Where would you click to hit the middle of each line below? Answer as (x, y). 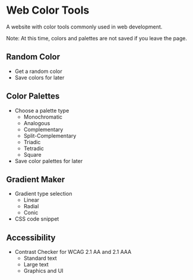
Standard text (40, 258)
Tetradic (34, 148)
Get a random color (38, 71)
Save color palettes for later (49, 161)
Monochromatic (43, 117)
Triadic (32, 142)
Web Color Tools (48, 10)
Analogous (37, 123)
